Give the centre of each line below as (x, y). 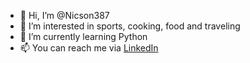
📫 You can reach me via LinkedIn (89, 48)
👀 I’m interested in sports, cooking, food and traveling (130, 26)
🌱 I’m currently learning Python (83, 36)
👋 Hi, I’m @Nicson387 (64, 15)
